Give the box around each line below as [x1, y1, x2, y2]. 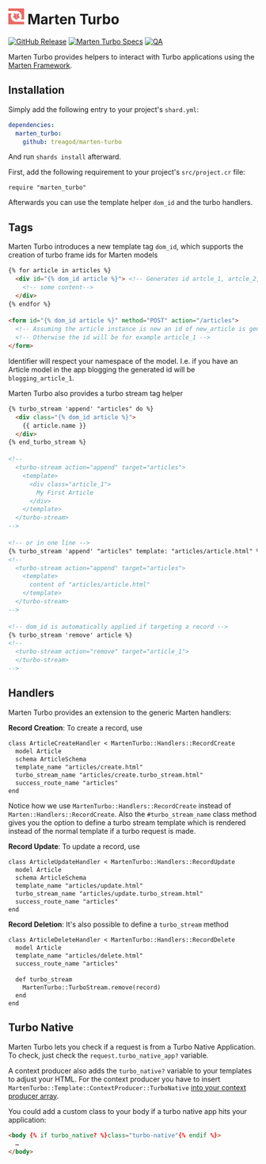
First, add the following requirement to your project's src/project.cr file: [8, 168, 245, 177]
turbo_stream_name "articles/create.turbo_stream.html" [15, 771, 203, 779]
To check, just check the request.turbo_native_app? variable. [8, 1050, 209, 1060]
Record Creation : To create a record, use [8, 723, 143, 732]
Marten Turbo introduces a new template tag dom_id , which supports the [8, 242, 244, 252]
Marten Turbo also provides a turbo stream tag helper [8, 388, 184, 398]
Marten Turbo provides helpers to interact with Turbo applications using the [8, 52, 255, 61]
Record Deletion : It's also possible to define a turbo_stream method [8, 919, 230, 929]
